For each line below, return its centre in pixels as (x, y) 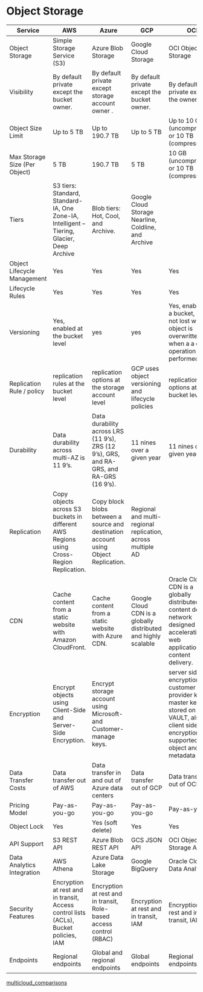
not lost (179, 320)
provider (180, 695)
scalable (143, 643)
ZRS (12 (104, 446)
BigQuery (144, 869)
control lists (69, 912)
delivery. (181, 662)
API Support (27, 843)
